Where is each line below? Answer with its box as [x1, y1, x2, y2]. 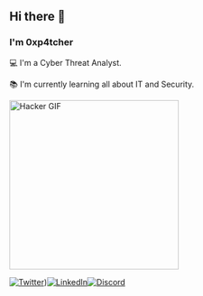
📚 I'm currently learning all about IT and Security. [9, 79, 195, 89]
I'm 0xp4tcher [9, 36, 74, 49]
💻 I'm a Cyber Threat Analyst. [9, 57, 122, 68]
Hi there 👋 [9, 9, 66, 24]
